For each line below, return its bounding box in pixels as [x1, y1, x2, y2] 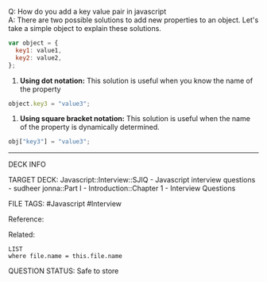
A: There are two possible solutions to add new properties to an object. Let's [8, 15, 259, 25]
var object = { [8, 39, 59, 47]
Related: [8, 230, 36, 240]
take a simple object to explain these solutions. [8, 24, 161, 33]
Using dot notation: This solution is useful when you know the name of [19, 76, 253, 85]
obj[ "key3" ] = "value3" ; [8, 138, 91, 146]
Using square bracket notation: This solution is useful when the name [19, 114, 250, 123]
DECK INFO [8, 159, 46, 170]
